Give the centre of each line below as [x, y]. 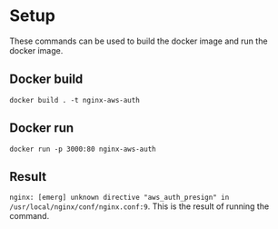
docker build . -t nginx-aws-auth [75, 100]
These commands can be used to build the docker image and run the [139, 41]
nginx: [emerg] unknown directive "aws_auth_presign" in [119, 198]
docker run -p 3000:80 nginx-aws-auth [83, 149]
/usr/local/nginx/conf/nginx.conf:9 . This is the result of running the [139, 206]
